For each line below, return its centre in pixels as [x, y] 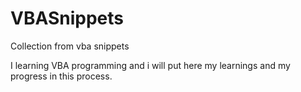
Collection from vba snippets [70, 46]
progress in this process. [61, 76]
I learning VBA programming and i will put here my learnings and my [150, 65]
